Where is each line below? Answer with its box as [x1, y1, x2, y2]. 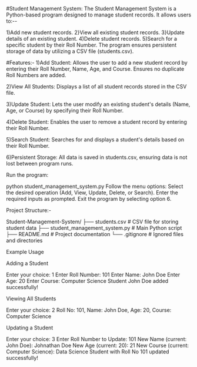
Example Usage [6, 249, 44, 255]
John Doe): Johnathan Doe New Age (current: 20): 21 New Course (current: [6, 342, 189, 349]
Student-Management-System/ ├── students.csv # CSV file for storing [6, 218, 179, 225]
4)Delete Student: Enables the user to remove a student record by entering [6, 118, 187, 125]
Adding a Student [6, 260, 49, 267]
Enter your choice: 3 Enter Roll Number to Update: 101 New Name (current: [6, 336, 187, 342]
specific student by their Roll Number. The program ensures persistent [6, 41, 177, 48]
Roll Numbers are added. [6, 72, 66, 78]
